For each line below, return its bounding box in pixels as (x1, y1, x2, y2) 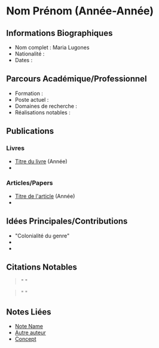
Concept (14, 335, 37, 343)
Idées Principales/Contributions (6, 216, 128, 227)
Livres (6, 144, 25, 152)
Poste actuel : (14, 96, 49, 103)
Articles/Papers (6, 179, 53, 187)
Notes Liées (6, 307, 51, 317)
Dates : (14, 57, 33, 63)
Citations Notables (6, 262, 78, 272)
